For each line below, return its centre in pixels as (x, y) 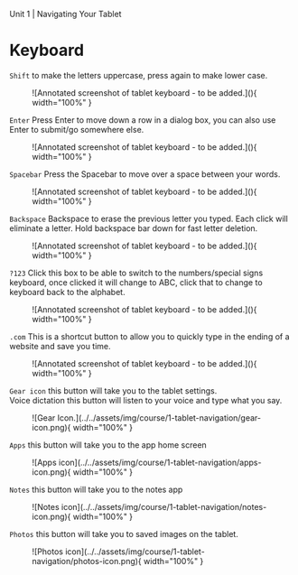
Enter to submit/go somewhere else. (77, 129)
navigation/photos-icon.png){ (87, 561)
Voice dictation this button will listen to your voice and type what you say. (146, 400)
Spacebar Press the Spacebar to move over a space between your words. (145, 174)
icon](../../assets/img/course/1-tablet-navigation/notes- (164, 506)
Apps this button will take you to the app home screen (108, 445)
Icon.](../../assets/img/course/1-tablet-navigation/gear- (159, 417)
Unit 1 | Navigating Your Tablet (65, 14)
